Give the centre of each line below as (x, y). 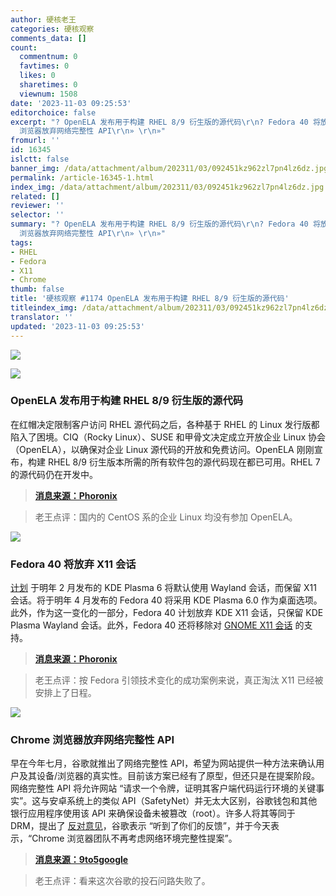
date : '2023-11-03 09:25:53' (71, 103)
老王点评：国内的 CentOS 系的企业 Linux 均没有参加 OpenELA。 (166, 517)
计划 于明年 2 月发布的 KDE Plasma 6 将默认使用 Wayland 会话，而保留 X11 (163, 588)
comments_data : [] (48, 38)
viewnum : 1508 (48, 94)
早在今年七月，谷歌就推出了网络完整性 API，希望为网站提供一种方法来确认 (163, 763)
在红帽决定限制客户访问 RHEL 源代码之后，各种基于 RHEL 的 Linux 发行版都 (165, 424)
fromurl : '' (35, 141)
